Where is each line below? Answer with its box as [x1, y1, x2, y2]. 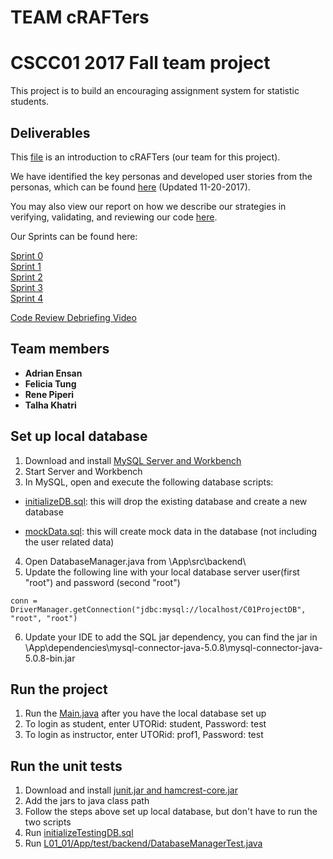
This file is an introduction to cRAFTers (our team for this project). [10, 151, 281, 163]
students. [10, 96, 50, 108]
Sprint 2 [10, 271, 43, 283]
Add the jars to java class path [24, 795, 150, 807]
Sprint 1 [10, 260, 42, 272]
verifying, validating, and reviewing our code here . [10, 211, 218, 223]
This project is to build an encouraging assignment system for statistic [10, 85, 300, 97]
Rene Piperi [24, 388, 75, 400]
